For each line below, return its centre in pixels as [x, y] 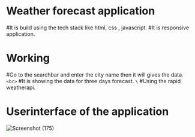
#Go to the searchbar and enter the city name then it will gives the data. [95, 74]
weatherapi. [21, 87]
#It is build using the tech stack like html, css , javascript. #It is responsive [98, 28]
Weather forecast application [81, 11]
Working [28, 58]
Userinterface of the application [88, 112]
